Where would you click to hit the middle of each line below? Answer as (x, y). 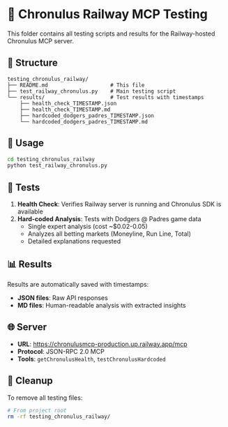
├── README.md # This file (76, 85)
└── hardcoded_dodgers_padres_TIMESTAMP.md (84, 121)
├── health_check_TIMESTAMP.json (68, 103)
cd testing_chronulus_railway (51, 159)
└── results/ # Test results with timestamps (106, 97)
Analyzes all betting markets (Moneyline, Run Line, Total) (109, 234)
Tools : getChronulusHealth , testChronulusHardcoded (91, 359)
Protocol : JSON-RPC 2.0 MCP (61, 351)
